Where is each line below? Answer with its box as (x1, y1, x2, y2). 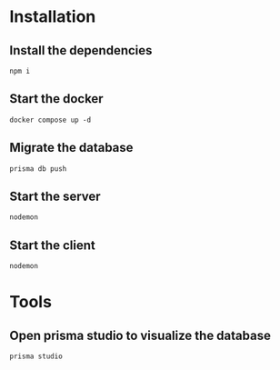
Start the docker (9, 91, 104, 106)
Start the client (9, 237, 95, 253)
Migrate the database (9, 140, 134, 155)
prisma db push (9, 164, 67, 174)
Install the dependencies (9, 43, 153, 58)
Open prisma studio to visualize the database (9, 327, 271, 343)
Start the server (9, 189, 102, 205)
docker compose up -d (9, 115, 92, 125)
